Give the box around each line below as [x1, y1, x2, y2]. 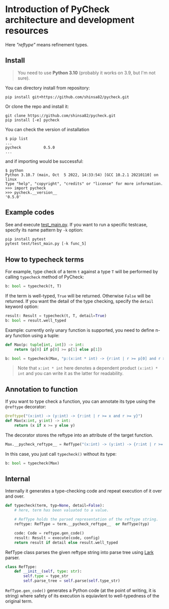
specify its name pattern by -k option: [5, 227, 83, 233]
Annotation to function [5, 385, 78, 394]
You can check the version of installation [5, 126, 90, 132]
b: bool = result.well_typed [5, 318, 66, 323]
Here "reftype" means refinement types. [5, 41, 89, 47]
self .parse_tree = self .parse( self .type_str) [23, 578, 121, 583]
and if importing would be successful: [5, 158, 83, 164]
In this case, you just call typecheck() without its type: [5, 451, 117, 457]
